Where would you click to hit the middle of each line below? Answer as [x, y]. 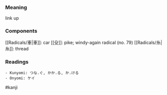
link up [12, 18]
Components [21, 31]
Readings [17, 62]
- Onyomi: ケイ [20, 78]
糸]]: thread [17, 48]
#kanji [11, 87]
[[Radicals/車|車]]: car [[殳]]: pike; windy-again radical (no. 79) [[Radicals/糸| [84, 42]
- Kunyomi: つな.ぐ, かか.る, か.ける [42, 73]
